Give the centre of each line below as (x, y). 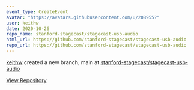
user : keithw (23, 23)
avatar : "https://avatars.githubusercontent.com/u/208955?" (83, 17)
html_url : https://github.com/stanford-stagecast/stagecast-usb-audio (96, 40)
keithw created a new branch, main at (53, 62)
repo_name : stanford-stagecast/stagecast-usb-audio (72, 34)
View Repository (26, 80)
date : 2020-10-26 (28, 28)
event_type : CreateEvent (37, 12)
